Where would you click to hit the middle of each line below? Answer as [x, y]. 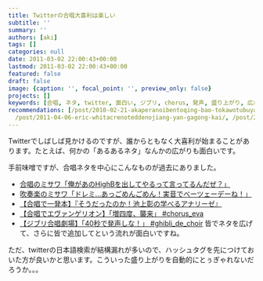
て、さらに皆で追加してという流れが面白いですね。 [101, 233]
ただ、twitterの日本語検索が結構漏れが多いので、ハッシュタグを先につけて [128, 250]
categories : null [36, 52]
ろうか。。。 [25, 269]
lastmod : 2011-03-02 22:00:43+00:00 [68, 67]
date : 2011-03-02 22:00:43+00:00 [63, 60]
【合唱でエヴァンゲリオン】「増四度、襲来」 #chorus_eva [112, 213]
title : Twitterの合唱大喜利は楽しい [62, 15]
